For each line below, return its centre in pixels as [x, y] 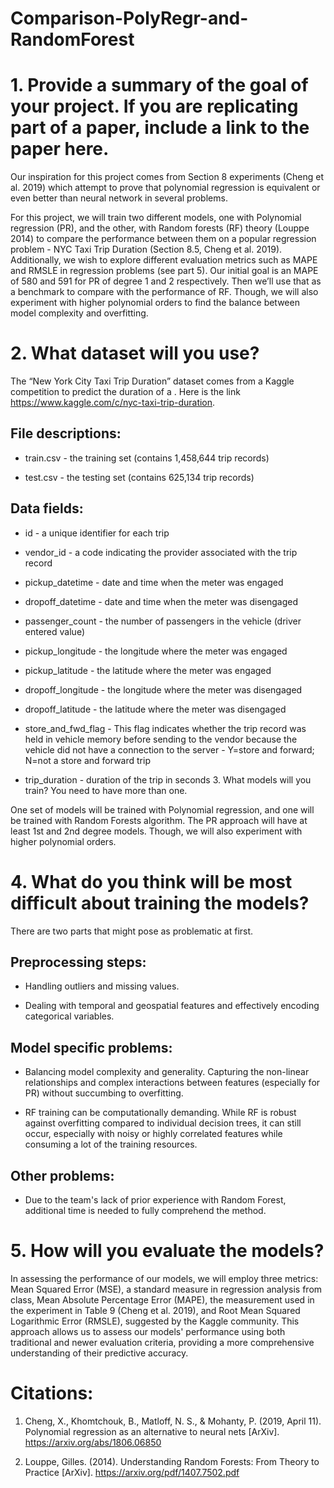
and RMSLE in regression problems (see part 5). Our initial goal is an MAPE [164, 271]
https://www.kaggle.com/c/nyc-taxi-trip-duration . [113, 403]
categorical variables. [69, 1016]
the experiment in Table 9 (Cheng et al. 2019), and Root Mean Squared [155, 1310]
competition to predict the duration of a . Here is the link [125, 392]
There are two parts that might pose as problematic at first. [132, 931]
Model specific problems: [91, 1047]
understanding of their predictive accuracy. [99, 1353]
